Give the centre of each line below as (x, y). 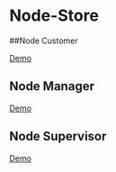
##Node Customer (44, 41)
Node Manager (52, 86)
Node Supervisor (58, 136)
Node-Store (54, 16)
